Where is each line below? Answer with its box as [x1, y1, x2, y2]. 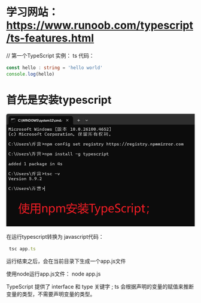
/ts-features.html [6, 31, 95, 45]
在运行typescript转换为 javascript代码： [6, 233, 104, 240]
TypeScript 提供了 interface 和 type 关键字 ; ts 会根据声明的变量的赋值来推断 [6, 283, 194, 290]
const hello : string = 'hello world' [6, 64, 103, 71]
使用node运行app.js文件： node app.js [6, 270, 101, 277]
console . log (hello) [6, 71, 55, 77]
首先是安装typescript [6, 93, 112, 107]
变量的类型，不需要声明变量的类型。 [6, 290, 96, 298]
